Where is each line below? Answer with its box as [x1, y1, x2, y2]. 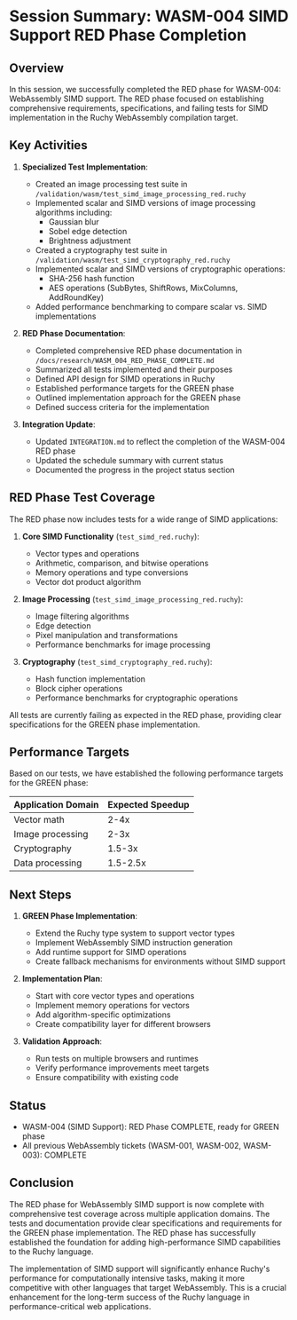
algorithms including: [35, 207, 113, 217]
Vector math [13, 814, 65, 826]
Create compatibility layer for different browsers [35, 1019, 211, 1030]
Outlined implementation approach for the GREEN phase [35, 392, 241, 403]
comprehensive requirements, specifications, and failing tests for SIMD [9, 103, 269, 113]
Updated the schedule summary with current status [35, 454, 224, 465]
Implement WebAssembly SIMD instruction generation [35, 937, 233, 948]
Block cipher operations [35, 683, 123, 693]
